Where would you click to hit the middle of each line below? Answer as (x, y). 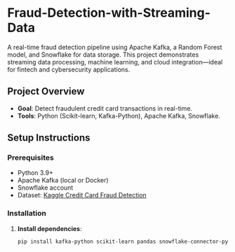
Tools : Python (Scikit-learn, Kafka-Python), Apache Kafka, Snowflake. (119, 115)
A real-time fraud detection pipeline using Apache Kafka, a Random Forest (115, 47)
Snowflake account (45, 188)
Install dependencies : (49, 228)
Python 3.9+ (35, 173)
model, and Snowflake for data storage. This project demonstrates (103, 55)
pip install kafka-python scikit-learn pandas (87, 241)
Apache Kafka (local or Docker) (63, 181)
